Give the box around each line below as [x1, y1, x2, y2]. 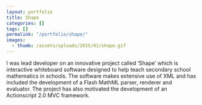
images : [6, 37, 26, 43]
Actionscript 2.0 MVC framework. [6, 92, 90, 99]
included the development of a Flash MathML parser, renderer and [6, 78, 172, 86]
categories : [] [6, 20, 45, 26]
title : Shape [6, 15, 39, 21]
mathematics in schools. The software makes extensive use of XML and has [6, 72, 197, 80]
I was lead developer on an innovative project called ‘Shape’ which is [6, 59, 178, 67]
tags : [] [6, 25, 29, 32]
